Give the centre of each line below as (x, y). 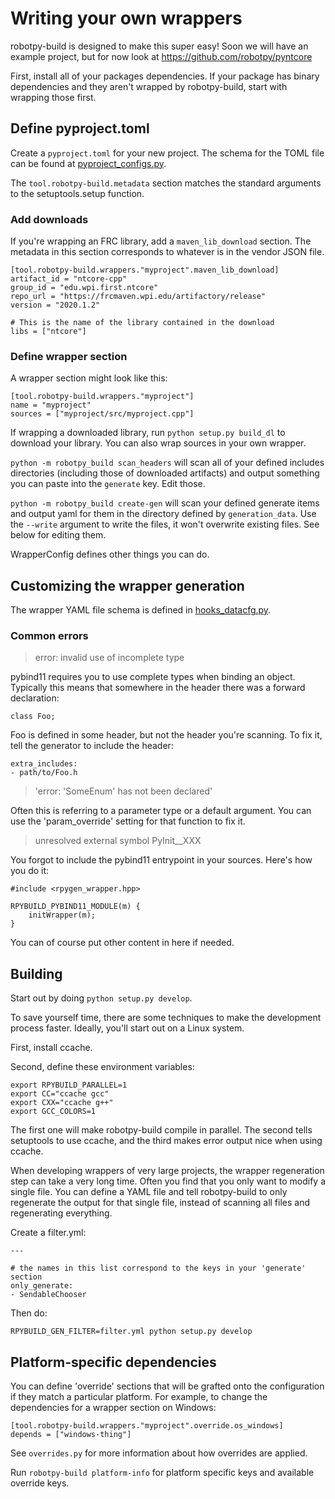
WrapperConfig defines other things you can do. (110, 554)
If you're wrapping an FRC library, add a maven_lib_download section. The (161, 241)
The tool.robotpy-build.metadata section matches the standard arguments (166, 183)
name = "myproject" (51, 405)
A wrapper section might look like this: (89, 378)
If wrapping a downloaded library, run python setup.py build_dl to (148, 433)
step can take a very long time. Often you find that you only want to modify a (168, 1181)
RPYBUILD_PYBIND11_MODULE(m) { (75, 907)
